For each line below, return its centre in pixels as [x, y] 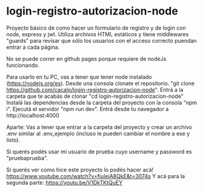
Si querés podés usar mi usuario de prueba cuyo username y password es [99, 152]
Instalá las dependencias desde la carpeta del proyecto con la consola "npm [102, 102]
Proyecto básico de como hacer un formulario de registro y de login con [96, 28]
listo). [13, 139]
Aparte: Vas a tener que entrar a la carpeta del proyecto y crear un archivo [99, 127]
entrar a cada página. [33, 47]
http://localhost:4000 [33, 115]
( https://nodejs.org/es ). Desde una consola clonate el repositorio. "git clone [101, 83]
